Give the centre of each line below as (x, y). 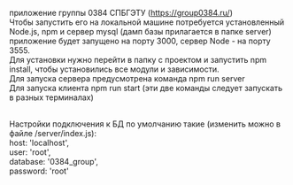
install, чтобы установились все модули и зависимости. (114, 69)
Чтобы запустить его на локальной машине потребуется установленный (147, 22)
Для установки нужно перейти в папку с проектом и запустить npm (138, 60)
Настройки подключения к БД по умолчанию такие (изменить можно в (145, 124)
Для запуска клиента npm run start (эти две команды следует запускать (146, 88)
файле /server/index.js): (53, 133)
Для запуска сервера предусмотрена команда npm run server (127, 78)
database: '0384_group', (54, 162)
